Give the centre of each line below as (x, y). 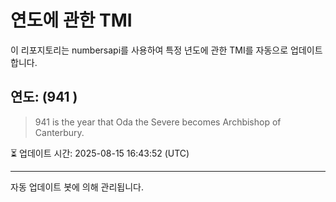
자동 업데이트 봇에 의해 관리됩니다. (77, 187)
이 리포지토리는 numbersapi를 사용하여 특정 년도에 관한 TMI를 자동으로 (149, 50)
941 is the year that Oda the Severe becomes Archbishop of (158, 122)
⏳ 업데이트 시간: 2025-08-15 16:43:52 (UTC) (100, 153)
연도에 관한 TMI (71, 20)
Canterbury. (59, 132)
